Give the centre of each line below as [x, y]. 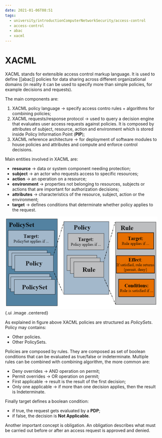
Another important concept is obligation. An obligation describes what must [80, 425]
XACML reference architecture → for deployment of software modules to [84, 139]
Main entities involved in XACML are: [42, 159]
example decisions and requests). [39, 89]
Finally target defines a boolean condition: [47, 401]
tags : [10, 15]
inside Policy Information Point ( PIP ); [48, 134]
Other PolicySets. [29, 342]
